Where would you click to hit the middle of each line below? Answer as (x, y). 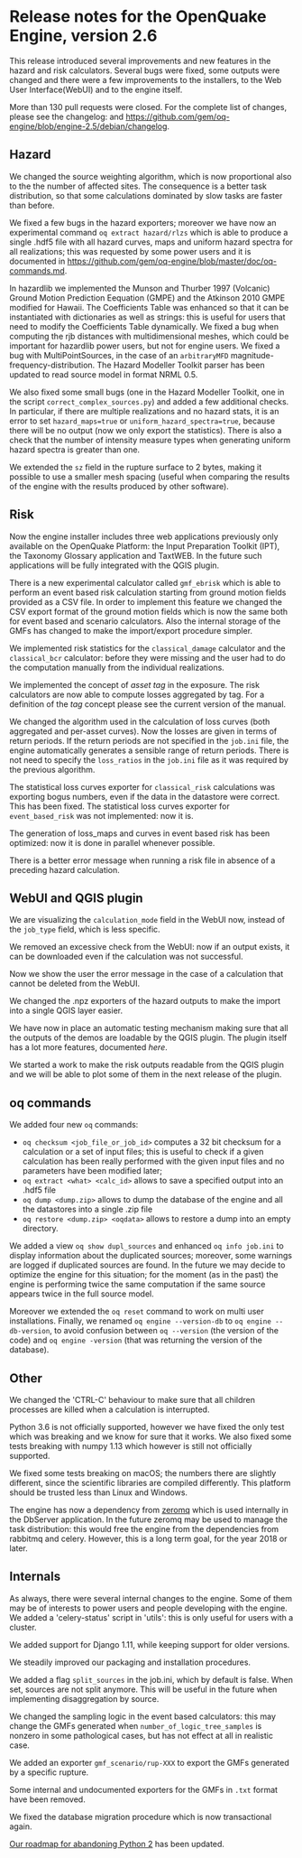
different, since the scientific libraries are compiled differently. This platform (150, 1483)
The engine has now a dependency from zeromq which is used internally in (149, 1510)
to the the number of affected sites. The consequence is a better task (138, 186)
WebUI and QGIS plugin (76, 898)
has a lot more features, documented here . (89, 1047)
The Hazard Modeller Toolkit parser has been (181, 365)
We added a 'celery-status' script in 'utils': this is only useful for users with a (151, 1617)
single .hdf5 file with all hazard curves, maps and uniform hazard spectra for (151, 242)
